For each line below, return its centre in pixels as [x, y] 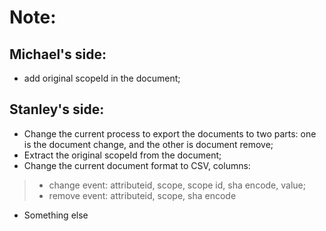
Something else [56, 215]
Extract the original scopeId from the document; [122, 155]
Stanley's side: [57, 109]
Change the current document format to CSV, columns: [137, 165]
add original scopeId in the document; [102, 78]
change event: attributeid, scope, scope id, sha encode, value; [177, 185]
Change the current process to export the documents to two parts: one [170, 133]
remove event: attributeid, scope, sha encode [142, 195]
